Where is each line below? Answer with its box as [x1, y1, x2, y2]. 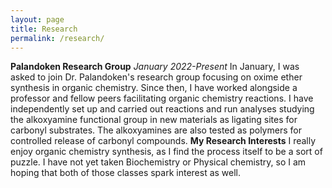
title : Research [10, 24, 78, 34]
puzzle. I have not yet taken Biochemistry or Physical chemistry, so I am [10, 156, 307, 168]
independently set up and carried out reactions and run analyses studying [10, 103, 315, 115]
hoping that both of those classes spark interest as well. [10, 167, 242, 179]
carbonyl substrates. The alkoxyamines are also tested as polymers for [10, 124, 302, 136]
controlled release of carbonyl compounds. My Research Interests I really [10, 135, 317, 147]
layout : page [10, 14, 65, 25]
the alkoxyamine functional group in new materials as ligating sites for [10, 114, 298, 126]
